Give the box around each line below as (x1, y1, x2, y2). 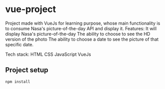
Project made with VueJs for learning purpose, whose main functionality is (5, 20, 160, 26)
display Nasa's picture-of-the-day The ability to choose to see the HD (5, 31, 150, 37)
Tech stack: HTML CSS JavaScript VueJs (5, 51, 91, 57)
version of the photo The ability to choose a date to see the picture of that (5, 36, 159, 42)
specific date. (5, 41, 34, 47)
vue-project (5, 4, 57, 15)
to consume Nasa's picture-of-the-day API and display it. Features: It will (5, 25, 157, 31)
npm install (5, 79, 30, 84)
